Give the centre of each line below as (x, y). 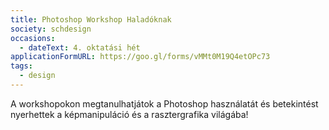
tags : (21, 66)
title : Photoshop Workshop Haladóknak (91, 19)
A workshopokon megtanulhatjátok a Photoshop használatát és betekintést (164, 103)
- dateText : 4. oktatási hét (80, 47)
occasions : (33, 38)
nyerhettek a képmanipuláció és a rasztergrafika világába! (129, 114)
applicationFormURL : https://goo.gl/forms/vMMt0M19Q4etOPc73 (140, 57)
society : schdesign (51, 29)
